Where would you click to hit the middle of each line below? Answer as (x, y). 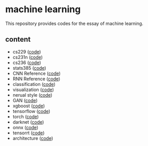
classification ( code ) (34, 84)
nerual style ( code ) (32, 95)
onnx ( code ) (25, 127)
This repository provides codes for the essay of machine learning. (74, 23)
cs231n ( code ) (28, 57)
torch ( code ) (26, 116)
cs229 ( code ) (27, 51)
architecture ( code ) (33, 138)
